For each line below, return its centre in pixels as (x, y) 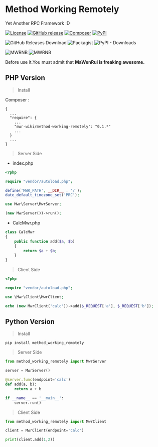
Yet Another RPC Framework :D (38, 23)
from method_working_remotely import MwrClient (56, 421)
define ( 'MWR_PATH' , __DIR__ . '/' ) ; (43, 190)
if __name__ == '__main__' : (35, 398)
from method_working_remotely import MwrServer (56, 362)
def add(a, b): (21, 384)
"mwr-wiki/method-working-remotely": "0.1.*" (63, 127)
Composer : (17, 99)
